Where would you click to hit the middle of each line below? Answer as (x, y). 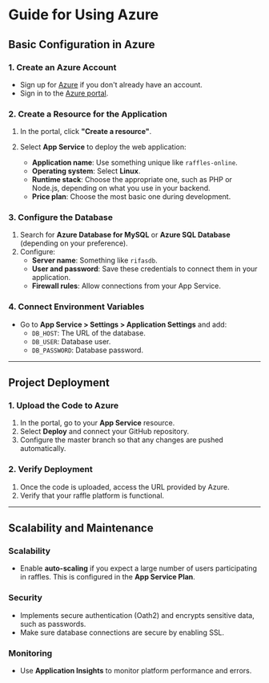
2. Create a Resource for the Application (88, 114)
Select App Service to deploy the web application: (103, 147)
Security (25, 598)
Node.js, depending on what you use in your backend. (121, 188)
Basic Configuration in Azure (82, 45)
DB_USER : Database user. (71, 341)
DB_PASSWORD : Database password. (88, 350)
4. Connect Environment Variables (76, 307)
